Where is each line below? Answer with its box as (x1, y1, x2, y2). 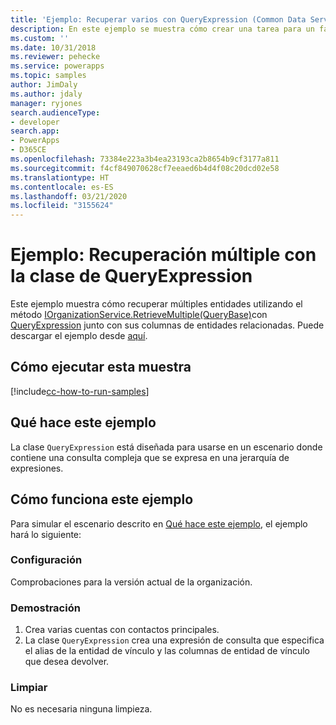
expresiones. (10, 462, 64, 474)
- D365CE (10, 145, 47, 155)
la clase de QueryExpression (10, 265, 253, 288)
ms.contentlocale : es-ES (10, 182, 114, 192)
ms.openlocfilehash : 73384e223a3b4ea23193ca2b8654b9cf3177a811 (10, 154, 280, 164)
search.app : (10, 126, 60, 136)
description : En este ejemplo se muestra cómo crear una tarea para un (10, 24, 315, 34)
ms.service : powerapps (10, 61, 105, 71)
